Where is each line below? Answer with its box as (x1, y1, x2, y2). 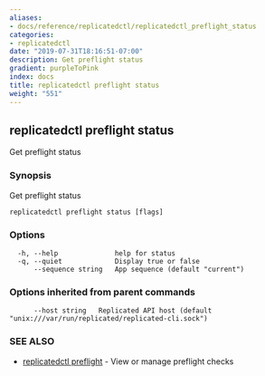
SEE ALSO (9, 335, 55, 348)
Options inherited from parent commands (9, 285, 196, 298)
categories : (9, 30, 54, 39)
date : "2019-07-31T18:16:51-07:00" (9, 47, 144, 56)
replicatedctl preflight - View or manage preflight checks (22, 355, 234, 367)
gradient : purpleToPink (9, 64, 99, 73)
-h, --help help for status (17, 248, 176, 258)
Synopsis (9, 169, 52, 182)
